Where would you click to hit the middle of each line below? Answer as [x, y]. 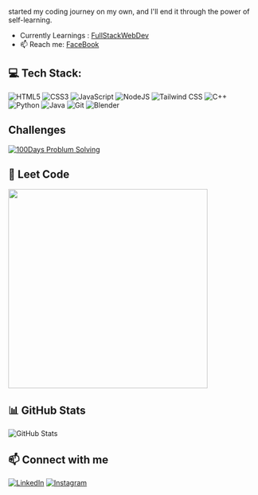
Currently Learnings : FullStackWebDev [84, 35]
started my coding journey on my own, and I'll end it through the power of [129, 12]
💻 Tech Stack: [45, 74]
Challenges [37, 130]
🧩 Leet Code [39, 175]
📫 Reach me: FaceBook [59, 44]
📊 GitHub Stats [47, 410]
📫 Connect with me [59, 460]
